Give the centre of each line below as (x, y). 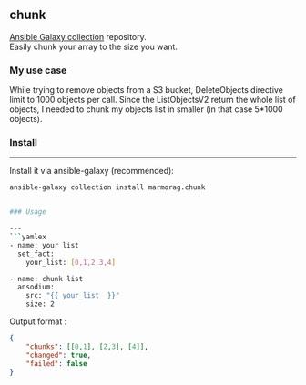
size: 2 (40, 304)
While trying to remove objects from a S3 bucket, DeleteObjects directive (147, 90)
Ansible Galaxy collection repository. (78, 36)
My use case (38, 70)
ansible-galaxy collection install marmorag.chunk (107, 187)
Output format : (38, 321)
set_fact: (36, 254)
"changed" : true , (59, 355)
